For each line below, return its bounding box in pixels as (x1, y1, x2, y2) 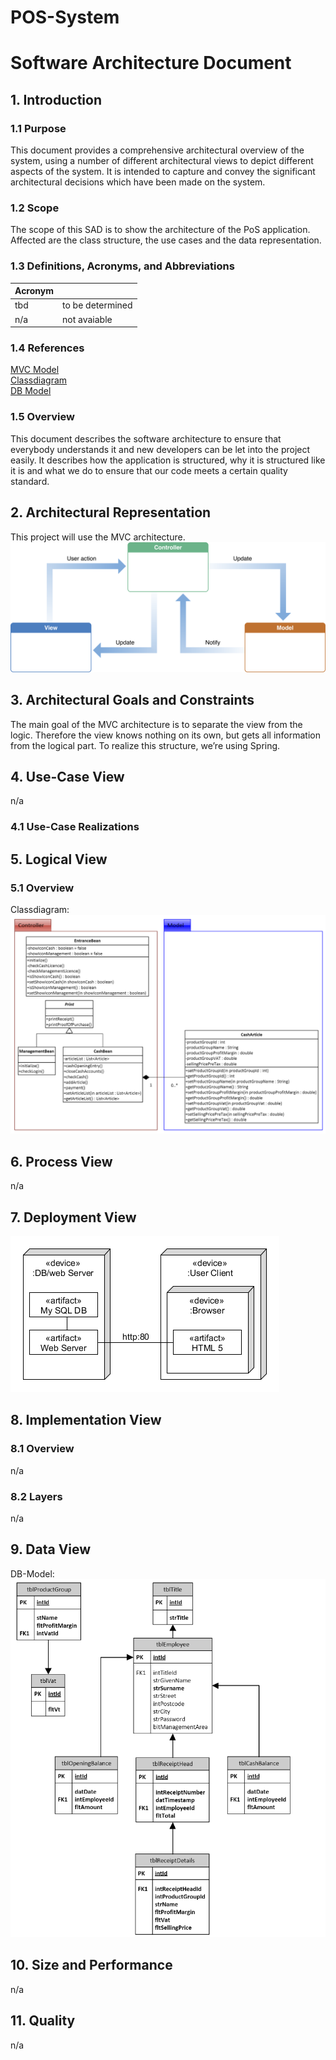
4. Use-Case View (10, 768, 125, 785)
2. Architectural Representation (10, 504, 212, 521)
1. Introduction (10, 91, 102, 108)
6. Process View (10, 1153, 113, 1170)
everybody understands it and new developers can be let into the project (10, 443, 311, 455)
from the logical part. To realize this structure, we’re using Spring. (10, 739, 281, 751)
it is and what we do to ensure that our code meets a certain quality (10, 464, 288, 476)
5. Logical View (10, 851, 108, 868)
